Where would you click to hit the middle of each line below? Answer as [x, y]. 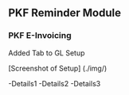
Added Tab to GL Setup [47, 53]
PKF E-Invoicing [40, 36]
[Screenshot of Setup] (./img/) [58, 68]
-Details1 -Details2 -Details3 [55, 83]
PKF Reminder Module [65, 13]
